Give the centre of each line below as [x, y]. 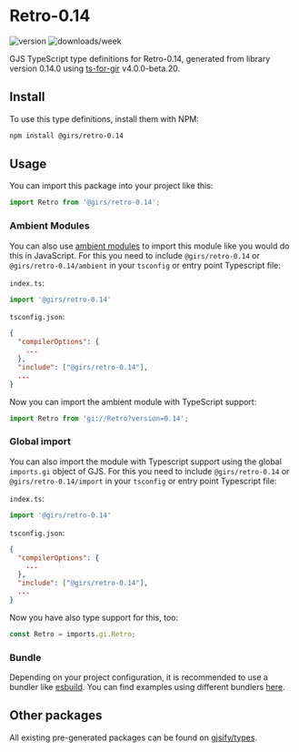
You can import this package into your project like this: [111, 186]
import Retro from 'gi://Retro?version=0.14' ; [99, 418]
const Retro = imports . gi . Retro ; [73, 634]
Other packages [56, 716]
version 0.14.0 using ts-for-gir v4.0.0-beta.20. [95, 68]
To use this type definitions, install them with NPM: [105, 118]
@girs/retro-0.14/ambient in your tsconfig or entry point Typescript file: [145, 265]
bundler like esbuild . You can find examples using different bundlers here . [148, 686]
